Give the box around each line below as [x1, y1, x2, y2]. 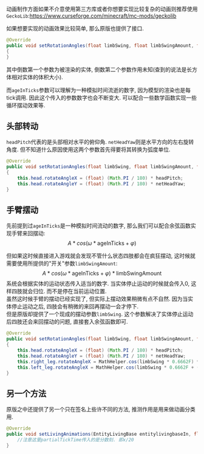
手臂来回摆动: [11, 230, 46, 237]
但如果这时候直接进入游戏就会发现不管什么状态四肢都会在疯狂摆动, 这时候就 [6, 252, 195, 260]
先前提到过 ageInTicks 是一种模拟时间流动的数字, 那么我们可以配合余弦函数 [6, 222, 191, 230]
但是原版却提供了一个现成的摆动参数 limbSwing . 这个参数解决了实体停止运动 [6, 310, 194, 318]
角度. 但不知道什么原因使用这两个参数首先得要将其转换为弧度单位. [6, 146, 171, 154]
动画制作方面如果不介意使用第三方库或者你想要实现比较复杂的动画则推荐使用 [6, 5, 198, 12]
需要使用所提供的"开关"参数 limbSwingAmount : [6, 260, 118, 267]
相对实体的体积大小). [11, 73, 64, 80]
